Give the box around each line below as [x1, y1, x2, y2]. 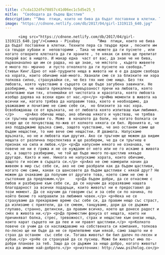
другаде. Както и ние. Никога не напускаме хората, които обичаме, [5, 155, 146, 160]
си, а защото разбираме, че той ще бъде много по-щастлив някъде [5, 151, 141, 156]
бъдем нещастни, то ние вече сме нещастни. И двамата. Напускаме [5, 129, 141, 134]
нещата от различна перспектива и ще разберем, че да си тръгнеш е [5, 138, 146, 143]
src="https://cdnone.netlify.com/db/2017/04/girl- [29, 34, 135, 39]
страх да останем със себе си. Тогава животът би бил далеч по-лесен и [5, 232, 157, 238]
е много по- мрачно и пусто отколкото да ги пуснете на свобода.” [5, 64, 146, 69]
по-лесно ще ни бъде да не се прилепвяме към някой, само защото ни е [5, 228, 153, 233]
